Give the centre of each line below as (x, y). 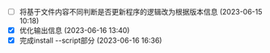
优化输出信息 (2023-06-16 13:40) (74, 31)
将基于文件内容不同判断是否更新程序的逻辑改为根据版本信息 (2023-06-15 (141, 12)
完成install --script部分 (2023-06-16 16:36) (91, 41)
